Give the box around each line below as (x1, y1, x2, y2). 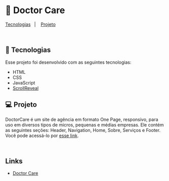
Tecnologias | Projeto (5, 21, 56, 27)
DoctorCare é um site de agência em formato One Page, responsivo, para (5, 116, 158, 122)
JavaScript (12, 79, 35, 85)
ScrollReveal (12, 85, 39, 91)
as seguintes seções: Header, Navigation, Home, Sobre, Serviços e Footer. (5, 127, 161, 133)
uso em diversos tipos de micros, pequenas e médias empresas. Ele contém (5, 121, 164, 128)
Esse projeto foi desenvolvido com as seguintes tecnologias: (5, 59, 132, 65)
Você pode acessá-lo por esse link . (5, 132, 79, 139)
